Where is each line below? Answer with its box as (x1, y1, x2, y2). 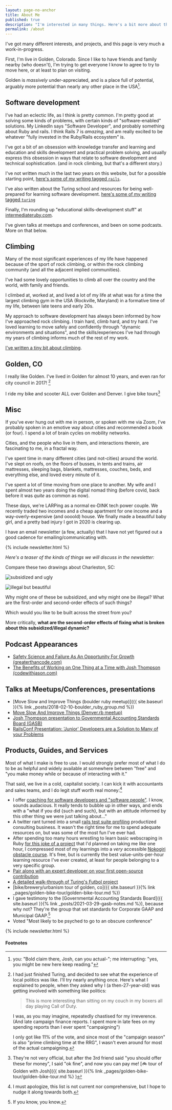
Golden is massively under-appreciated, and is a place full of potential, (5, 77, 155, 83)
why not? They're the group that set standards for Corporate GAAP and (12, 906, 163, 913)
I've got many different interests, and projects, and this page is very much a (5, 41, 165, 47)
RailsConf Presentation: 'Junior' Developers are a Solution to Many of (12, 725, 159, 732)
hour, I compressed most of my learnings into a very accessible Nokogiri (12, 846, 166, 852)
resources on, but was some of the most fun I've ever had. (12, 830, 137, 836)
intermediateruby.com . (5, 212, 53, 218)
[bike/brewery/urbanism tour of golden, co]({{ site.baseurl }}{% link (12, 884, 155, 890)
